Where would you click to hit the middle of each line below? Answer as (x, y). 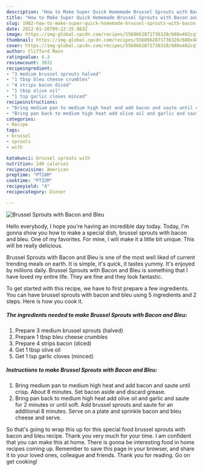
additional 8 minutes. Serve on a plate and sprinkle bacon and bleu (98, 411)
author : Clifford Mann (35, 52)
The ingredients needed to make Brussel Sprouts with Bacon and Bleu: (97, 315)
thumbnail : (20, 40)
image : (14, 35)
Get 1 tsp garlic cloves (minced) (54, 356)
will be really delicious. (35, 246)
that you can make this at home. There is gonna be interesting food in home (100, 442)
